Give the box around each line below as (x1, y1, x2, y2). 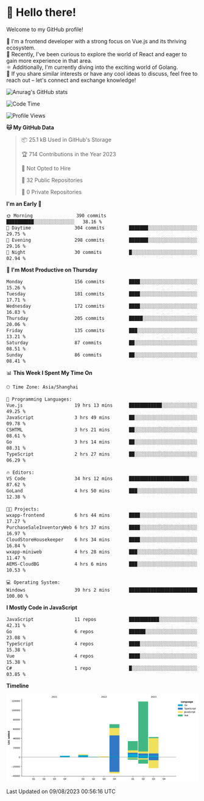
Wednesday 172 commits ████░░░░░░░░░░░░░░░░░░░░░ (6, 303, 198, 309)
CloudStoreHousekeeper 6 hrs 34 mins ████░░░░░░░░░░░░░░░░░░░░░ (6, 537, 198, 543)
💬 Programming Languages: (6, 396, 72, 402)
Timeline (6, 682, 29, 689)
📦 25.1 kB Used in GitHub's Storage (21, 136, 111, 143)
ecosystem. (6, 44, 36, 51)
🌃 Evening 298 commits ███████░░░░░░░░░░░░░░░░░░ (6, 237, 198, 243)
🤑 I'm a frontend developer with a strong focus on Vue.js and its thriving (6, 37, 187, 45)
